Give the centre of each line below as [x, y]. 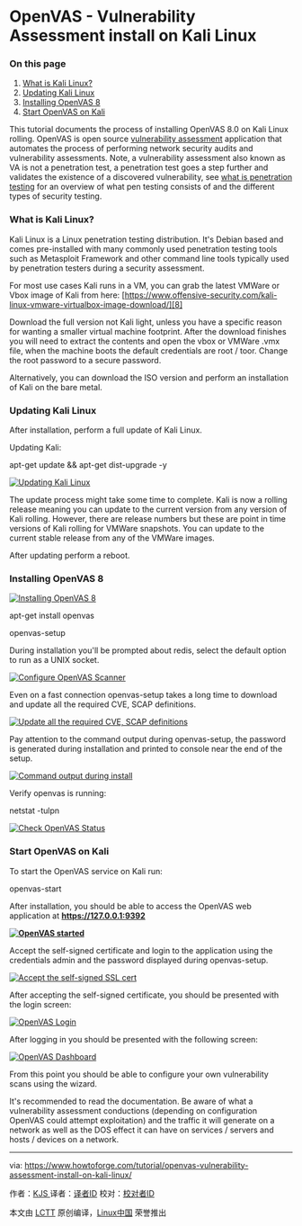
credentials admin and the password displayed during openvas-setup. [139, 960]
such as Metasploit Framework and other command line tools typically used [149, 258]
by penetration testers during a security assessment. [107, 268]
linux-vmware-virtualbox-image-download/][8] [96, 304]
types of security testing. [56, 196]
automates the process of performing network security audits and [131, 148]
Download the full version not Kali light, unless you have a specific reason [146, 322]
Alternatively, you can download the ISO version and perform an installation [149, 377]
